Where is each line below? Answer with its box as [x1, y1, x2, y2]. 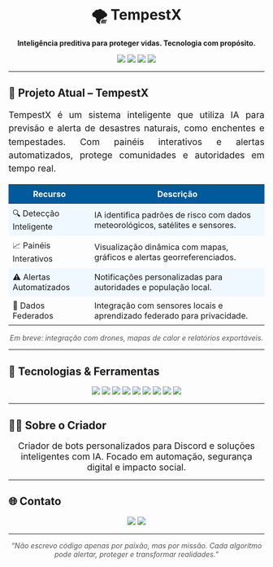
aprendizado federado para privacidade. [93, 310, 249, 322]
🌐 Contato [8, 494, 62, 508]
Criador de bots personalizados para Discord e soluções [17, 440, 256, 452]
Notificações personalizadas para [93, 271, 223, 283]
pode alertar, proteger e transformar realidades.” [54, 549, 219, 559]
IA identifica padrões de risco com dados [93, 209, 252, 220]
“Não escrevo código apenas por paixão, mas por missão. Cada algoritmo [11, 540, 262, 550]
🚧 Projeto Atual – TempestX [8, 86, 149, 100]
